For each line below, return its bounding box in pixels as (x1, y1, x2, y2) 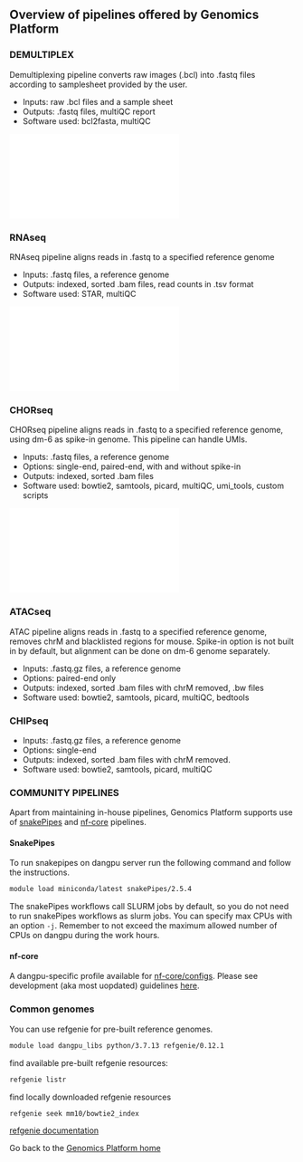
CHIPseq (9, 715, 49, 727)
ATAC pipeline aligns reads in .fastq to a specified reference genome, (9, 626, 268, 637)
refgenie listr (9, 1075, 67, 1084)
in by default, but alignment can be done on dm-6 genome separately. (9, 645, 270, 656)
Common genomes (9, 1003, 95, 1015)
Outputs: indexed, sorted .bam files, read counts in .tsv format (22, 278, 254, 289)
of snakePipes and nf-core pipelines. (9, 817, 147, 828)
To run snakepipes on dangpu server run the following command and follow (9, 858, 291, 869)
